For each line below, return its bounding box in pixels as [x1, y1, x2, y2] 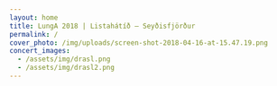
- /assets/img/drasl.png [17, 55, 111, 64]
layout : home [9, 13, 59, 22]
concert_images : [9, 47, 70, 56]
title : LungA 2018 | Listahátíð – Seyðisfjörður [9, 21, 196, 30]
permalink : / [9, 30, 59, 39]
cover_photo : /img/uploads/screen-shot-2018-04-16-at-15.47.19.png [9, 38, 269, 47]
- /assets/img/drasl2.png [17, 64, 115, 73]
